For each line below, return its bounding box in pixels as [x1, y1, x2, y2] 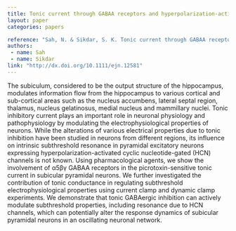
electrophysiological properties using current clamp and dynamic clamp [7, 185, 216, 194]
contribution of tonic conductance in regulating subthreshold [7, 178, 183, 187]
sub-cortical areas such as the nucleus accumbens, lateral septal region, [7, 96, 218, 105]
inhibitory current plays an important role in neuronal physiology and [7, 111, 206, 119]
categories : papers [7, 23, 65, 30]
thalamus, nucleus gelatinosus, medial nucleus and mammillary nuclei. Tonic [7, 103, 228, 112]
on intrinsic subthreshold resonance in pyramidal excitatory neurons [7, 141, 204, 150]
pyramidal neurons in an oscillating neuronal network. [7, 216, 163, 224]
